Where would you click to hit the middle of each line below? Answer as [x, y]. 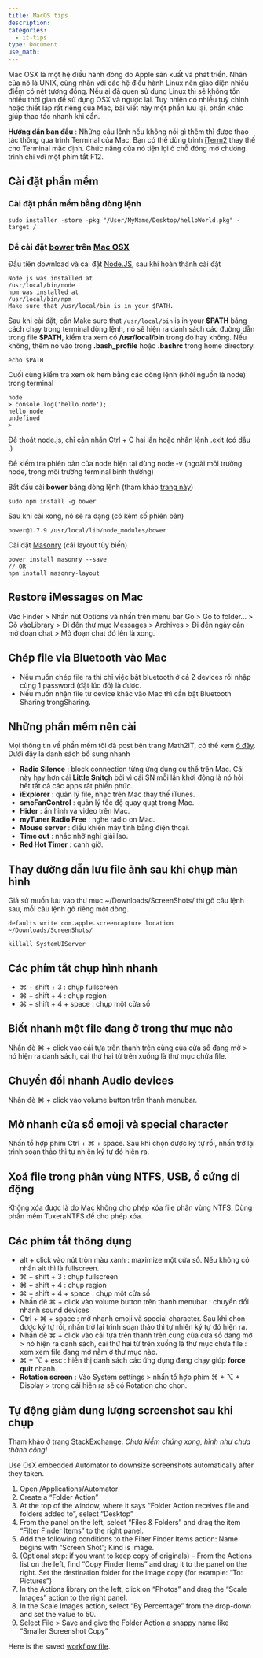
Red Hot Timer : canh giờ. [61, 844]
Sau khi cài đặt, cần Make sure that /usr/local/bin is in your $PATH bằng [128, 321]
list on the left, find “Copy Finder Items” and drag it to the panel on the [133, 1563]
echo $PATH [26, 360]
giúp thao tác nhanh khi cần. [54, 116]
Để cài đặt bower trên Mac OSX [69, 247]
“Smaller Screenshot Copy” [64, 1630]
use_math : [24, 52]
